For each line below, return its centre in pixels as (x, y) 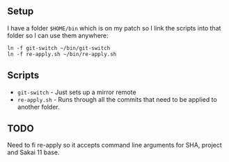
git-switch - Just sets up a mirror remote (77, 92)
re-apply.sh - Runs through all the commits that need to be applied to (117, 99)
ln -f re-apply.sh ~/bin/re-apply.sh (62, 54)
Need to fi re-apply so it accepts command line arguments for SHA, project (115, 145)
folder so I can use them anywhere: (58, 35)
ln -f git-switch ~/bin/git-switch (59, 48)
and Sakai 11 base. (33, 152)
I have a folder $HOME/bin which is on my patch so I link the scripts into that (114, 28)
